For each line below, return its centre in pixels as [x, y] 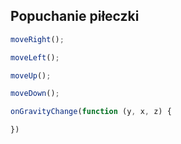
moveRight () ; [37, 39]
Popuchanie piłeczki [75, 16]
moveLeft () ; [35, 57]
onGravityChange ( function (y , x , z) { [91, 112]
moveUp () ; [31, 75]
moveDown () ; [35, 94]
